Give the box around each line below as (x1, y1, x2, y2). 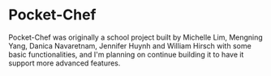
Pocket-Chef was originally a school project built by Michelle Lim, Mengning (8, 32, 264, 42)
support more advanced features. (8, 58, 121, 68)
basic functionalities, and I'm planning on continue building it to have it (8, 49, 244, 59)
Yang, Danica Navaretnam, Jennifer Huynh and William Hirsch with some (8, 40, 252, 50)
